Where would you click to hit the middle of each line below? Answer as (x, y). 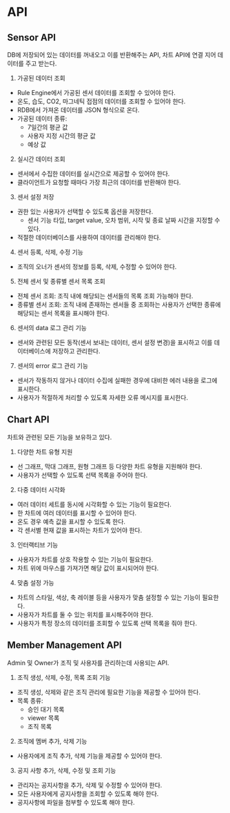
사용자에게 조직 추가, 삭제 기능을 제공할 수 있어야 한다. (90, 756)
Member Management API (64, 645)
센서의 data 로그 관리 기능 (52, 328)
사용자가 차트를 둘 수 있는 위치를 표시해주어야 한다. (85, 615)
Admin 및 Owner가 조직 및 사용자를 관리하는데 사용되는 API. (88, 663)
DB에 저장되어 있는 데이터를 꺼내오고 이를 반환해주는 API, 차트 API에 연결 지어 (112, 55)
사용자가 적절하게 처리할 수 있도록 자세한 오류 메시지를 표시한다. (102, 398)
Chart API (28, 420)
